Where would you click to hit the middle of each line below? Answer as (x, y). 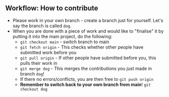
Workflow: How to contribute (52, 8)
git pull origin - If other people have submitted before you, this (88, 58)
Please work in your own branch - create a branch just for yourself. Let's (88, 20)
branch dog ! (32, 74)
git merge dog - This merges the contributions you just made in (86, 68)
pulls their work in (39, 63)
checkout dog (34, 89)
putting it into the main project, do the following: (62, 36)
